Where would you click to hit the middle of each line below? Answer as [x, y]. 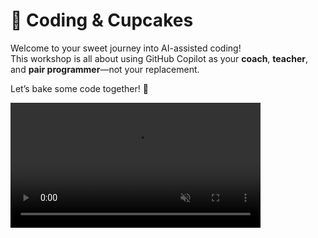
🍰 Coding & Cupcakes [102, 20]
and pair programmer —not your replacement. [105, 69]
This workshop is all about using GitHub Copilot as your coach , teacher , [159, 58]
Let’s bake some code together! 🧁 [79, 88]
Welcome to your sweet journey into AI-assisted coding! [126, 48]
